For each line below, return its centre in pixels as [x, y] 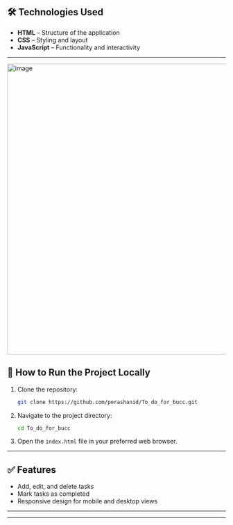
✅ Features [32, 470]
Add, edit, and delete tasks [55, 487]
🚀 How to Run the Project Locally [79, 372]
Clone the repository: [48, 389]
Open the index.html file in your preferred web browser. [97, 442]
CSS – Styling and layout [52, 40]
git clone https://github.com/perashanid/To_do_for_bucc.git [107, 402]
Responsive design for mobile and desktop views [87, 501]
